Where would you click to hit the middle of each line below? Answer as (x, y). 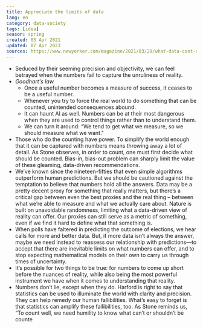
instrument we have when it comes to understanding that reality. (95, 280)
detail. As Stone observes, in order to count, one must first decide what (104, 152)
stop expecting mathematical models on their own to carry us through (102, 255)
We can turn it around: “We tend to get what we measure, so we (104, 126)
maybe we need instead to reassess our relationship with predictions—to (106, 242)
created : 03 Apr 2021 (34, 40)
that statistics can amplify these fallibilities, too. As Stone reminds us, (101, 306)
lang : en (17, 18)
